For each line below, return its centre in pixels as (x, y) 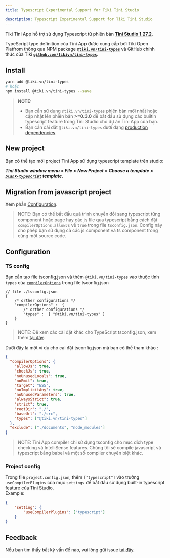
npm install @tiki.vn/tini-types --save (49, 91)
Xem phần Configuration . (31, 204)
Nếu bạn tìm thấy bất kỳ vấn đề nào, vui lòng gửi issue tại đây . (70, 550)
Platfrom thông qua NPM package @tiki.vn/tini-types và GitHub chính (80, 49)
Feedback (21, 537)
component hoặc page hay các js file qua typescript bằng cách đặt (88, 220)
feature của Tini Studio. (30, 488)
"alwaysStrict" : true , (38, 399)
